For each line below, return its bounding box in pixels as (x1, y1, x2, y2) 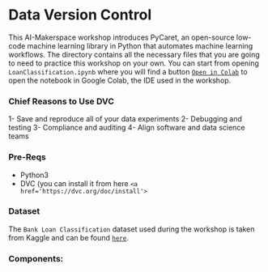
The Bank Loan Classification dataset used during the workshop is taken (8, 224, 255, 234)
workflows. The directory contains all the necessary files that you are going (8, 49, 261, 59)
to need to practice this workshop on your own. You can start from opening (8, 58, 259, 68)
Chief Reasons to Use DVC (8, 96, 115, 107)
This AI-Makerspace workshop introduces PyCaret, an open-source (8, 32, 235, 42)
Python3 (19, 170, 49, 180)
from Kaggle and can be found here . (8, 232, 130, 242)
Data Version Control (8, 6, 152, 24)
